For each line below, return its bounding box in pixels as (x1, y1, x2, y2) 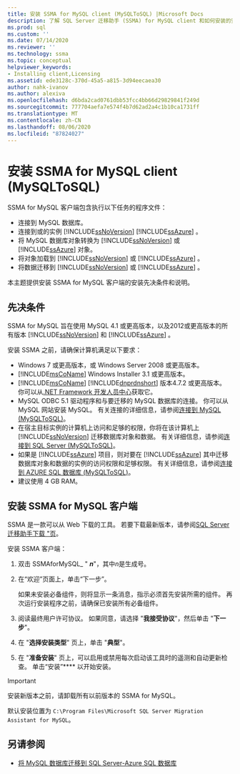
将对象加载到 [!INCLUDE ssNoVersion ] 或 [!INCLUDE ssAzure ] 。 (17, 254, 204, 263)
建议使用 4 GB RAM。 (17, 477, 82, 486)
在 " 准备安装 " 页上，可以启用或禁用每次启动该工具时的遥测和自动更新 (17, 653, 221, 662)
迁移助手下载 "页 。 (7, 529, 63, 537)
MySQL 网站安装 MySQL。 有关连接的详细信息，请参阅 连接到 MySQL (17, 405, 221, 415)
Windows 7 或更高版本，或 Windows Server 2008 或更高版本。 (17, 361, 204, 369)
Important (7, 676, 36, 685)
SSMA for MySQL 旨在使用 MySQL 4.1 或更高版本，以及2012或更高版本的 (7, 322, 222, 330)
